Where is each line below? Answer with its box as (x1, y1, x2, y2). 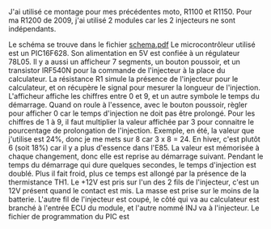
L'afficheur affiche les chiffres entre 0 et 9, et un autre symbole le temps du (8, 91, 260, 100)
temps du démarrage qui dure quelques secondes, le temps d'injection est (8, 160, 256, 169)
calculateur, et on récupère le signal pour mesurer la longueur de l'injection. (8, 83, 260, 92)
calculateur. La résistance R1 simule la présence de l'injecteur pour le (8, 74, 239, 83)
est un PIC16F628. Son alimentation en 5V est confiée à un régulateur (8, 49, 240, 57)
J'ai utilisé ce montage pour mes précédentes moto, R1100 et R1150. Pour (8, 7, 252, 16)
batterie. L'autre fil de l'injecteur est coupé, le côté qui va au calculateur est (8, 194, 260, 204)
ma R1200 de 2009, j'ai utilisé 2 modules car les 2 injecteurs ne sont (8, 15, 236, 25)
